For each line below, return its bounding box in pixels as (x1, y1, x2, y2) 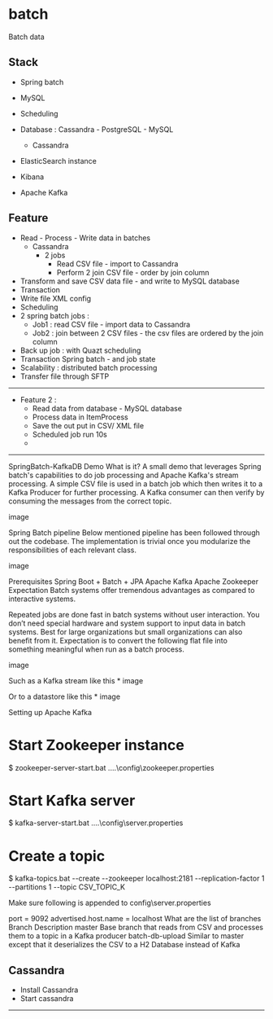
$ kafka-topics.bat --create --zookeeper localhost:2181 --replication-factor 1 (8, 873, 265, 884)
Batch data (8, 32, 45, 42)
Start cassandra (19, 994, 74, 1004)
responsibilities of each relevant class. (8, 545, 136, 555)
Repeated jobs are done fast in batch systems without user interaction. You (8, 609, 260, 619)
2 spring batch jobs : (19, 310, 89, 320)
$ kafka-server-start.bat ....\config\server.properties (8, 818, 184, 828)
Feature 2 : (19, 394, 57, 404)
